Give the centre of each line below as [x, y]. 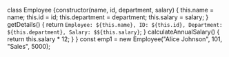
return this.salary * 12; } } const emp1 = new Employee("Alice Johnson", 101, [115, 39]
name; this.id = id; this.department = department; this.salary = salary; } [108, 17]
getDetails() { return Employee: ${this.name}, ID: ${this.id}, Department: [115, 24]
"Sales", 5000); [29, 46]
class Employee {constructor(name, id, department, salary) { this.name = [111, 10]
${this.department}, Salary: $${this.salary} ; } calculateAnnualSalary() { [113, 32]
